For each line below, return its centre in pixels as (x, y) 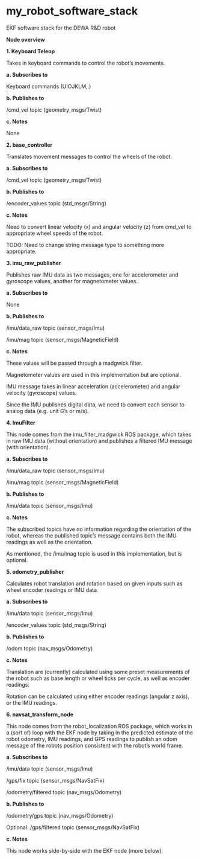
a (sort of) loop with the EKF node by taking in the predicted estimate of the (100, 733)
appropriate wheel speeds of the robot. (55, 233)
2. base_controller (29, 145)
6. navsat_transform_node (40, 714)
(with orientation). (28, 447)
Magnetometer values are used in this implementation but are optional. (94, 374)
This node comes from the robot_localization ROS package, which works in (99, 726)
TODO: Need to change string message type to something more (85, 245)
